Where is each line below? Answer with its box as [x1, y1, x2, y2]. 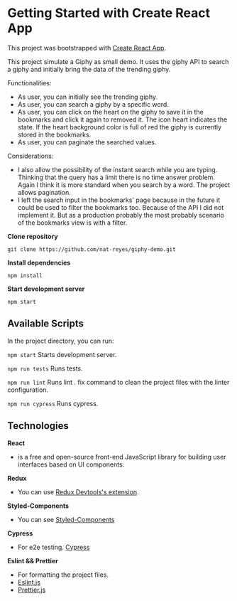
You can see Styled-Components [17, 515, 115, 523]
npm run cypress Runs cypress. [7, 399, 99, 408]
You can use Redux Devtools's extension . [17, 487, 139, 496]
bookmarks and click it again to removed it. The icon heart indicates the [17, 115, 228, 124]
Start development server [7, 284, 85, 293]
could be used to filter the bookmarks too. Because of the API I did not [17, 203, 224, 211]
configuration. [7, 385, 48, 394]
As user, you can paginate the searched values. [17, 137, 158, 147]
